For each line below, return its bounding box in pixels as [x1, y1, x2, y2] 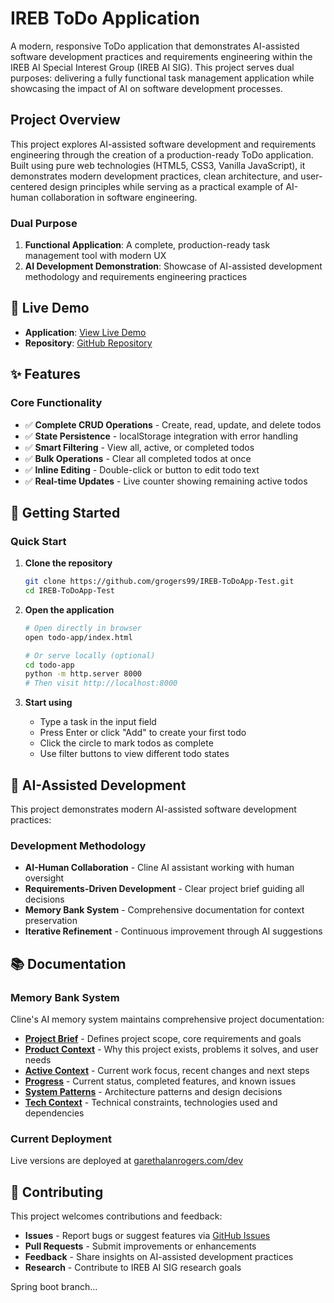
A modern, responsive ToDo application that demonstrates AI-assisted [10, 40, 300, 52]
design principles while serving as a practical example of [49, 180, 284, 192]
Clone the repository [24, 557, 113, 569]
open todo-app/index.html [24, 632, 133, 642]
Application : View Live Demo [24, 326, 147, 338]
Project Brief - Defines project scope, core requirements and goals [24, 1033, 302, 1045]
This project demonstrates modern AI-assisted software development [10, 803, 297, 816]
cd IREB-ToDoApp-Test [24, 586, 115, 596]
